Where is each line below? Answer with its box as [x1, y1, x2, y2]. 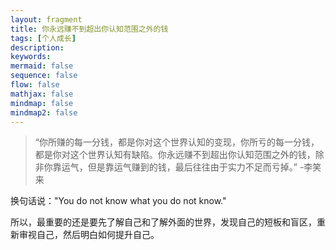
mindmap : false [10, 98, 74, 108]
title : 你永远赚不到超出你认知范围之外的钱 [10, 24, 169, 34]
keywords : [10, 52, 52, 62]
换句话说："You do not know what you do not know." [10, 195, 227, 207]
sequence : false [10, 71, 78, 81]
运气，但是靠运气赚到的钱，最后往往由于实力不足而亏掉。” [61, 161, 298, 173]
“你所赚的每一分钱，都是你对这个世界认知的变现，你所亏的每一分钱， [34, 136, 320, 148]
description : [10, 42, 65, 53]
